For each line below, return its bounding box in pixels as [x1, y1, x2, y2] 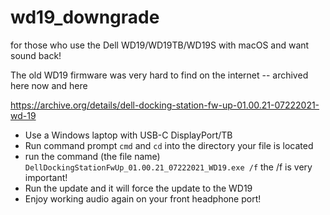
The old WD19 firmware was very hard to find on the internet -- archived [10, 69, 309, 81]
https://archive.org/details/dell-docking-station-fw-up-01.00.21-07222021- [10, 99, 320, 111]
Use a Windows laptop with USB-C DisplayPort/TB [24, 129, 233, 141]
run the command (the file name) [24, 150, 161, 162]
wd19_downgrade [10, 6, 160, 29]
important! [24, 171, 68, 183]
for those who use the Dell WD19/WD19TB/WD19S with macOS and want [10, 39, 310, 51]
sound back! [10, 49, 62, 61]
